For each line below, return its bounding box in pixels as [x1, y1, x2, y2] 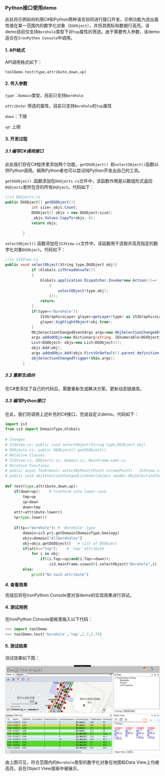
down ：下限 [5, 113, 27, 119]
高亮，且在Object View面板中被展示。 [5, 766, 82, 772]
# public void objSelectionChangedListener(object [5, 474, 111, 479]
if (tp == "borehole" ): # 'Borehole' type [14, 525, 96, 530]
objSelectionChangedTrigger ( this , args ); [31, 356, 115, 360]
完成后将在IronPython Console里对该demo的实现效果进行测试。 [5, 592, 134, 598]
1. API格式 [5, 47, 26, 53]
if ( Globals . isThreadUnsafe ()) [31, 267, 96, 273]
